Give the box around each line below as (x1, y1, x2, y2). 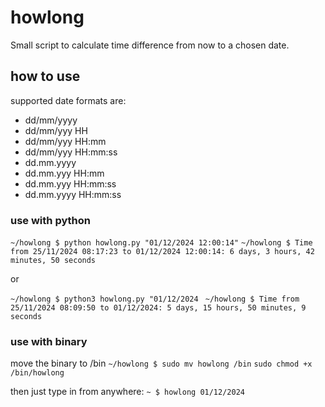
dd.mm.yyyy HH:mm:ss (24, 188, 122, 200)
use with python (10, 213, 91, 227)
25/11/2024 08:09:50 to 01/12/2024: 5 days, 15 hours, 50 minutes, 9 (10, 303, 307, 313)
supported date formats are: (10, 94, 127, 106)
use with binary (10, 334, 88, 348)
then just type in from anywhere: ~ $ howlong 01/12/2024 (10, 386, 245, 398)
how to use (10, 68, 81, 85)
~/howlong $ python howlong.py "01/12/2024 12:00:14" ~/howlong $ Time (10, 238, 313, 248)
